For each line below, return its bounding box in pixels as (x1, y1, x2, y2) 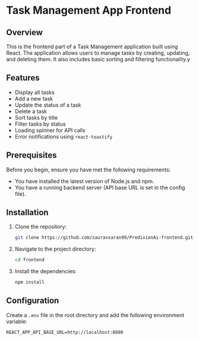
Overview (6, 27, 43, 37)
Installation (6, 208, 49, 218)
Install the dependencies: (14, 268, 77, 275)
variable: (6, 318, 28, 325)
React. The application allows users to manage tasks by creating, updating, (6, 49, 190, 57)
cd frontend (14, 257, 45, 263)
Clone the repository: (14, 223, 67, 230)
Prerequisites (6, 150, 57, 161)
